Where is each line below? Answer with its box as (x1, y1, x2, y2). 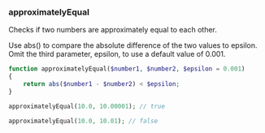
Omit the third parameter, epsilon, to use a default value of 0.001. (8, 49, 226, 59)
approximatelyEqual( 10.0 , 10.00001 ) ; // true (8, 102, 165, 110)
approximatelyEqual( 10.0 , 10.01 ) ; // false (8, 117, 159, 125)
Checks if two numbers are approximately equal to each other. (8, 25, 217, 35)
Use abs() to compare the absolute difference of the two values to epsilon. (8, 41, 258, 50)
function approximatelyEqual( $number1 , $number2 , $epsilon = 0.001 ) (8, 65, 245, 73)
